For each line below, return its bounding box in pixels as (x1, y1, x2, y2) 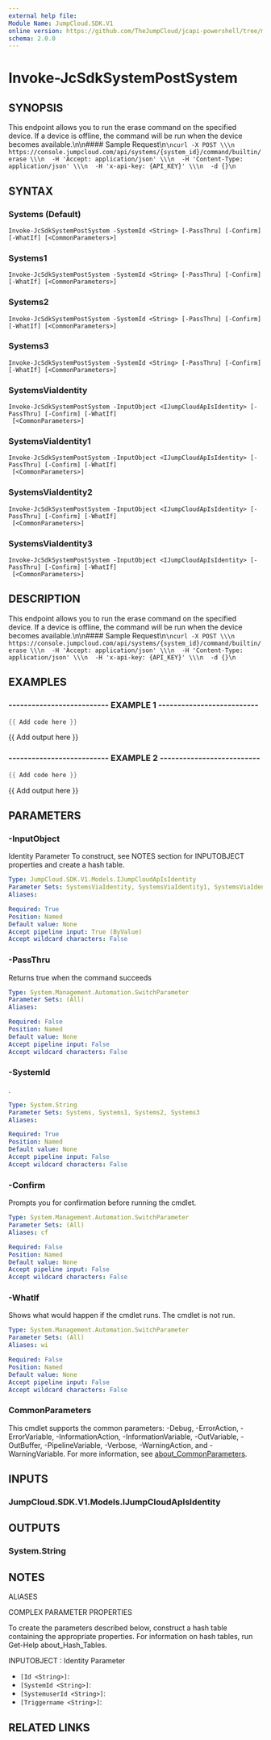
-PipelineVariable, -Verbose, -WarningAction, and (44, 1440, 208, 1449)
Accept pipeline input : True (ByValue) (8, 927, 143, 936)
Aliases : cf (8, 1228, 48, 1236)
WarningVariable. (8, 1449, 66, 1458)
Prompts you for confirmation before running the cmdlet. (8, 1198, 197, 1207)
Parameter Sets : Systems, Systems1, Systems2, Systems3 (8, 1108, 200, 1116)
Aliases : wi (8, 1341, 48, 1349)
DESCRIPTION (8, 592, 81, 606)
